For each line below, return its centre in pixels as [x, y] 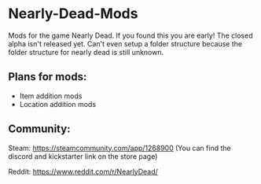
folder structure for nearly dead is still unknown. [86, 52]
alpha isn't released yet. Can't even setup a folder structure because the [125, 43]
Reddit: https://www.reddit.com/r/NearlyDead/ [83, 171]
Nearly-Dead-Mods [73, 14]
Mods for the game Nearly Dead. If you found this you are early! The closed [130, 35]
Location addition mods [58, 104]
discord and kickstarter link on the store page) [83, 156]
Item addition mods [51, 96]
